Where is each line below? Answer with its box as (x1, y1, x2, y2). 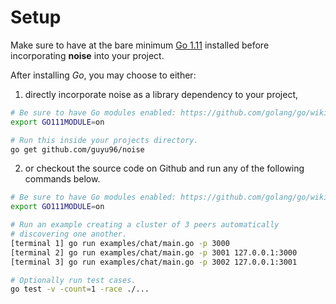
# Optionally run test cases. (10, 275, 137, 285)
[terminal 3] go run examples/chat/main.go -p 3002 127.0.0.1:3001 (10, 257, 298, 267)
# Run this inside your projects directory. (10, 135, 199, 145)
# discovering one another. (10, 229, 128, 240)
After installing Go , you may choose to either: (10, 69, 197, 81)
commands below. (24, 173, 101, 185)
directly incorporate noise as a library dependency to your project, (24, 88, 298, 100)
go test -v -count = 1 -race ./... (10, 284, 150, 295)
